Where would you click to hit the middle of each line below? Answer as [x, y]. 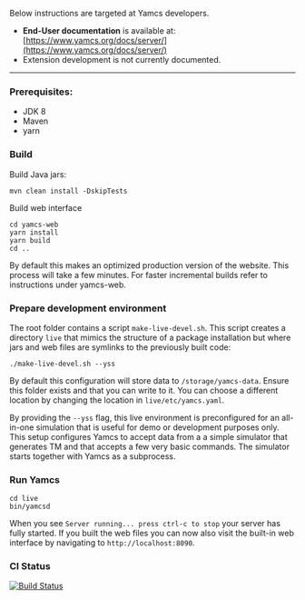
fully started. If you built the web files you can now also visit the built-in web [152, 533]
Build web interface [46, 207]
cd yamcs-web [34, 225]
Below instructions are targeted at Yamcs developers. [109, 13]
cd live [24, 499]
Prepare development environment [88, 308]
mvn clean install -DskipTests [69, 191]
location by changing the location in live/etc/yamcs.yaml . [117, 400]
